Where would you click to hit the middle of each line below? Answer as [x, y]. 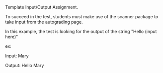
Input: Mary [17, 56]
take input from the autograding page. [44, 22]
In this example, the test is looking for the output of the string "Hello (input [81, 31]
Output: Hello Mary [25, 65]
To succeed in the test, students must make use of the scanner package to [82, 17]
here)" [12, 37]
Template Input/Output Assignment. [42, 7]
